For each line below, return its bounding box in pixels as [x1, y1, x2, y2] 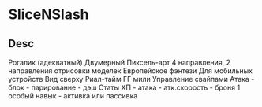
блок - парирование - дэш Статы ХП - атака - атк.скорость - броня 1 [8, 83, 241, 92]
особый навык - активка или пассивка [8, 91, 138, 100]
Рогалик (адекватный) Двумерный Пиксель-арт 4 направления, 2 [8, 57, 231, 67]
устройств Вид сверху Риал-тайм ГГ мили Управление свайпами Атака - [8, 75, 255, 83]
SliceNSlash [8, 6, 89, 24]
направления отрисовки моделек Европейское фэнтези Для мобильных [8, 66, 253, 76]
